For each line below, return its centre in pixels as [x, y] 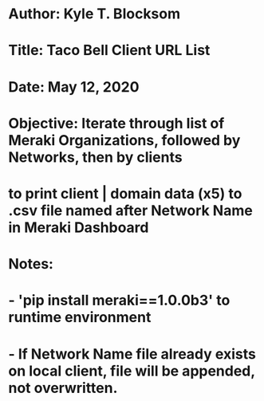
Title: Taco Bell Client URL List [109, 51]
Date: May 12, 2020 [74, 86]
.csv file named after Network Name [130, 210]
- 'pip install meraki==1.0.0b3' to [119, 301]
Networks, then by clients [95, 157]
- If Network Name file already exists [132, 354]
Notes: [31, 264]
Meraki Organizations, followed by [124, 140]
